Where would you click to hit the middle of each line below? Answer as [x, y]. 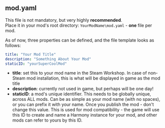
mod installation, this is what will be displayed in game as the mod [93, 78]
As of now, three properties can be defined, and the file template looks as [80, 40]
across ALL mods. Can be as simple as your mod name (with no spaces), [86, 99]
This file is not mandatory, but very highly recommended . [64, 20]
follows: [13, 45]
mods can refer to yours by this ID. [47, 120]
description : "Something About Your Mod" [48, 59]
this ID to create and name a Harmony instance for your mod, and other [85, 115]
